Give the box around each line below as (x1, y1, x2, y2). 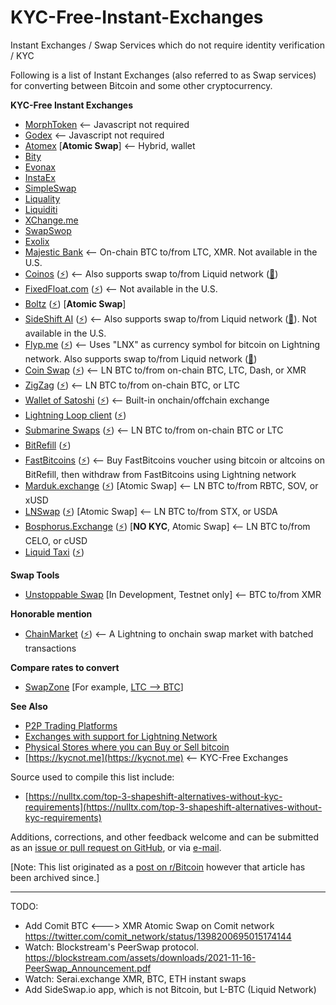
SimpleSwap (24, 182, 77, 194)
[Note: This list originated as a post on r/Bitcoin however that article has (10, 861, 306, 873)
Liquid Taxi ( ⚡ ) (24, 546, 85, 558)
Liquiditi (24, 203, 58, 215)
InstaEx (24, 171, 56, 183)
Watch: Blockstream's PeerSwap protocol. (24, 941, 199, 953)
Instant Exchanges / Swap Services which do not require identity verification (10, 39, 325, 51)
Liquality (24, 192, 61, 205)
